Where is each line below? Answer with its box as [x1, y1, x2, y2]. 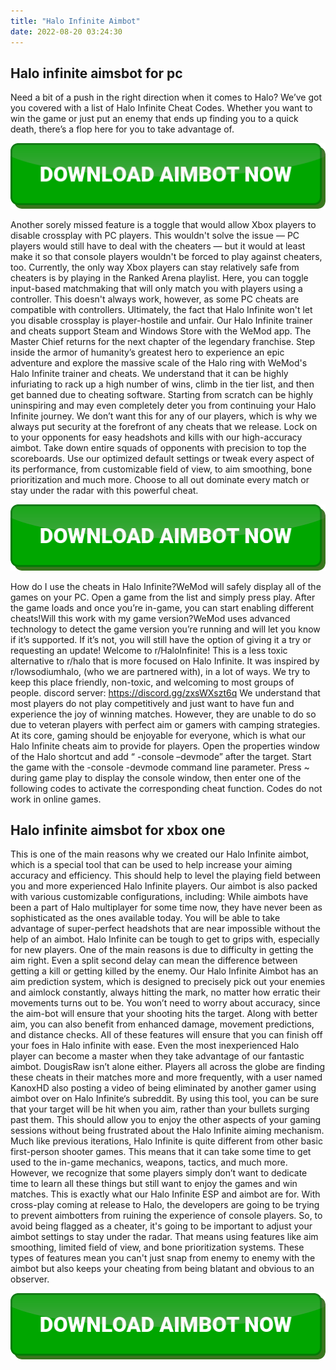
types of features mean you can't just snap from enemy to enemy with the [10, 1252, 316, 1264]
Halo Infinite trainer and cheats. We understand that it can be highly [10, 368, 289, 380]
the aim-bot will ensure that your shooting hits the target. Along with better [10, 1008, 318, 1020]
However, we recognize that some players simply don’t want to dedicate [10, 1167, 308, 1179]
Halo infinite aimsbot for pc [10, 65, 183, 82]
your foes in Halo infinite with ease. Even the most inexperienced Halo [10, 1040, 300, 1052]
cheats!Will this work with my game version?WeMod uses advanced [10, 612, 291, 624]
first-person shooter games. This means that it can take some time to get [10, 1146, 312, 1158]
